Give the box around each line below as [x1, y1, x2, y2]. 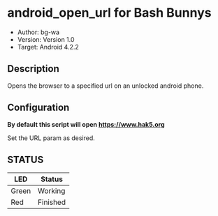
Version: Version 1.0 [17, 35, 75, 43]
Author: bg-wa [17, 28, 60, 36]
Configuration [7, 102, 70, 114]
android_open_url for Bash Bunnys [7, 5, 212, 21]
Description [7, 63, 59, 75]
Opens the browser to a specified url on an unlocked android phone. [7, 82, 204, 90]
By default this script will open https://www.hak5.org [7, 120, 166, 128]
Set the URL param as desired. [7, 134, 96, 142]
